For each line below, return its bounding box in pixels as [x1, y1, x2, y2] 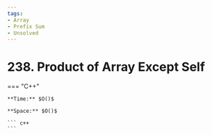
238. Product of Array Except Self [7, 60, 205, 75]
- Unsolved [7, 29, 39, 37]
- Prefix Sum [7, 23, 45, 30]
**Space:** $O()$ [7, 108, 58, 115]
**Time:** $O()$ [7, 96, 54, 102]
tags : [7, 10, 23, 17]
